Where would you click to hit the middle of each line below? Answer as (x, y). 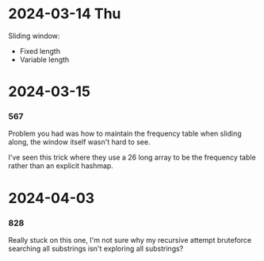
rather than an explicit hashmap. (61, 166)
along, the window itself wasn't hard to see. (79, 142)
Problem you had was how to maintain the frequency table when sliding (125, 134)
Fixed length (40, 51)
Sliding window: (34, 36)
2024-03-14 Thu (65, 14)
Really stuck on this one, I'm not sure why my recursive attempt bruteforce (130, 240)
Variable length (44, 59)
